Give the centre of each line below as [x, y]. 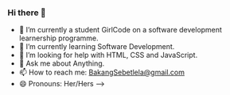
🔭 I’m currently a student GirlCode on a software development [120, 30]
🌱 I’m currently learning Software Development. [97, 47]
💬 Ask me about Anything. [62, 63]
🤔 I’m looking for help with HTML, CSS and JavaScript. [108, 55]
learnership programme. [58, 38]
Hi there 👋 [27, 13]
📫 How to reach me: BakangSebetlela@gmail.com [101, 72]
